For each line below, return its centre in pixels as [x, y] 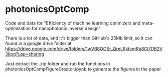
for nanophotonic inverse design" [66, 28]
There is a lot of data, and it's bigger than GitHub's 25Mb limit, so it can [79, 38]
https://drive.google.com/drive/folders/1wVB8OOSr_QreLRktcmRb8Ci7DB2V [84, 48]
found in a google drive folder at [38, 43]
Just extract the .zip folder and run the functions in [58, 63]
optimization [18, 28]
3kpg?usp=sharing [25, 54]
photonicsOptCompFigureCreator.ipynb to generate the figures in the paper [83, 69]
